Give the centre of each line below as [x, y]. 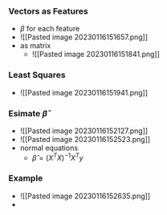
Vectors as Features [48, 11]
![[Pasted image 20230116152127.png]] [84, 131]
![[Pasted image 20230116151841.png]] [96, 55]
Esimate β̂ [28, 113]
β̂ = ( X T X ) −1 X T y [57, 156]
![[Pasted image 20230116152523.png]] [85, 139]
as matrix [35, 46]
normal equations [49, 148]
